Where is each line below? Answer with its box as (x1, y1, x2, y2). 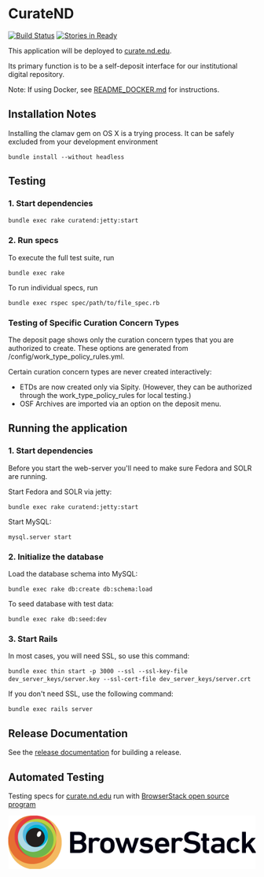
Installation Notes (8, 108, 97, 121)
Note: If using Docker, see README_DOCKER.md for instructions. (8, 84, 220, 94)
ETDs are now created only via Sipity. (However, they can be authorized (19, 382, 252, 392)
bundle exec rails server (8, 706, 93, 713)
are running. (8, 471, 48, 481)
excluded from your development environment (8, 137, 159, 146)
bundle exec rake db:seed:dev (8, 615, 108, 624)
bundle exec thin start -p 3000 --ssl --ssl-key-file (8, 668, 189, 676)
